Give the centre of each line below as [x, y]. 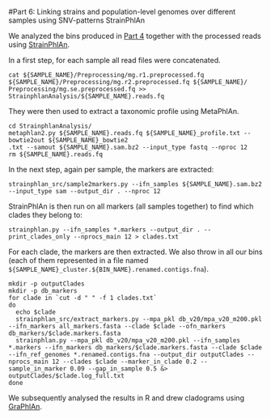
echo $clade [36, 312]
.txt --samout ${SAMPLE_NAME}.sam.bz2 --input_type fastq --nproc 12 [128, 147]
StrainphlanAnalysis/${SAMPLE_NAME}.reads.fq [86, 96]
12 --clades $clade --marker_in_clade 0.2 [124, 362]
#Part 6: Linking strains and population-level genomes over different [122, 12]
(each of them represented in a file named [78, 260]
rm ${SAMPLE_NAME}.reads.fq [56, 154]
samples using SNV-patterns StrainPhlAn [77, 20]
